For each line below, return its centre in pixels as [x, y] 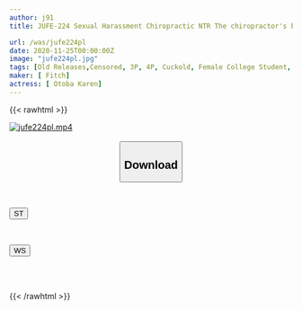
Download [151, 165]
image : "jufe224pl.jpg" [54, 59]
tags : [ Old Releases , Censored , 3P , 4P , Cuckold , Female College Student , [151, 67]
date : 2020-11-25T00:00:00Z [62, 50]
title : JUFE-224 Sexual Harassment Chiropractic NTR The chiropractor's [148, 26]
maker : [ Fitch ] [40, 76]
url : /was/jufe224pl [48, 42]
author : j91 [31, 18]
